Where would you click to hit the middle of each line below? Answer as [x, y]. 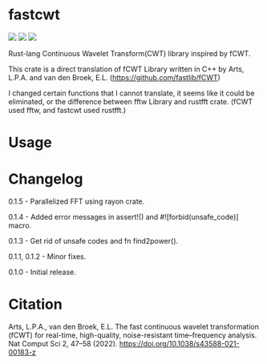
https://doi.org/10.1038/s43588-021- [180, 344]
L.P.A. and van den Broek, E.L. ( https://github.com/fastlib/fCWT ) [114, 77]
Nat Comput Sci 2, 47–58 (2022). [63, 344]
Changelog [46, 179]
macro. [20, 225]
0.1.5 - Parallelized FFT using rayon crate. [77, 201]
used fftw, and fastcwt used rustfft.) [67, 110]
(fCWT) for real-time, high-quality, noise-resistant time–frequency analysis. [133, 335]
